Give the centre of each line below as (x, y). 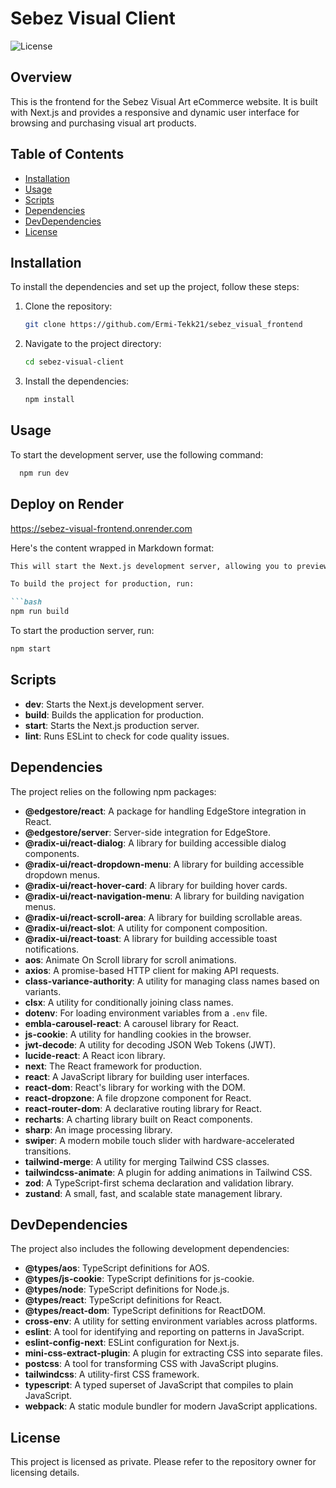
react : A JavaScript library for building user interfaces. (137, 1076)
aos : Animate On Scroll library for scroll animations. (130, 959)
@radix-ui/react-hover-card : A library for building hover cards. (156, 885)
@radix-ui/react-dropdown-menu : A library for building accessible (164, 864)
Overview (41, 77)
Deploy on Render (67, 504)
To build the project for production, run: (102, 584)
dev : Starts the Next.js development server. (114, 704)
